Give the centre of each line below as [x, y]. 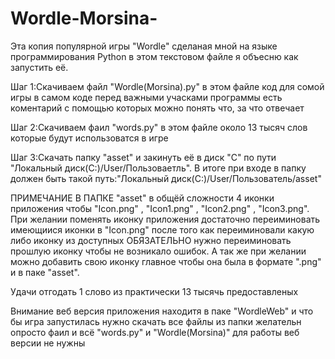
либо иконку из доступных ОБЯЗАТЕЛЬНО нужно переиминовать [151, 240]
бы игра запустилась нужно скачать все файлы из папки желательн [156, 321]
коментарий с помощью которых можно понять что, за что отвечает [157, 108]
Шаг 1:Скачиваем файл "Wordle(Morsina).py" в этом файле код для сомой [167, 86]
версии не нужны [48, 343]
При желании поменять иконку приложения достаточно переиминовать [165, 219]
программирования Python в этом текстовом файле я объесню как [154, 56]
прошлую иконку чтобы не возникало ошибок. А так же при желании [158, 251]
